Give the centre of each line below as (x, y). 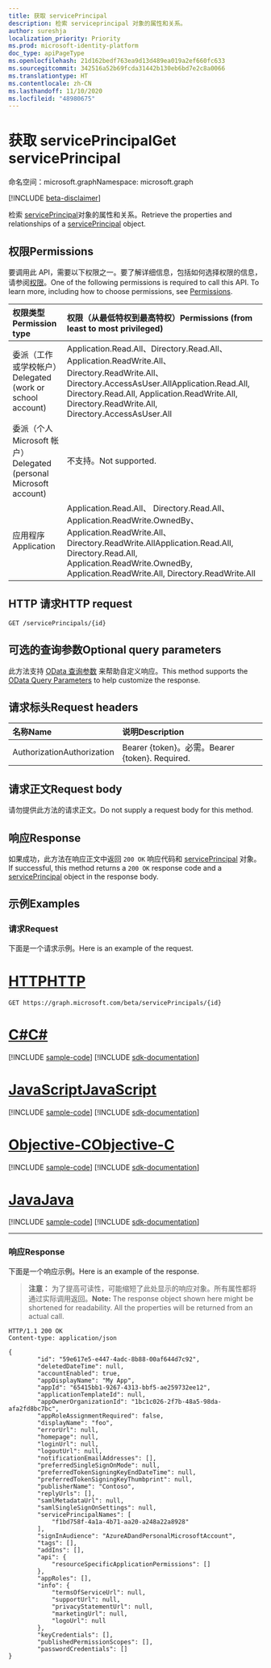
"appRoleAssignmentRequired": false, (100, 1416)
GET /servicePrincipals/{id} (57, 623)
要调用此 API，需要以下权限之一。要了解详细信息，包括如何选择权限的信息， (135, 272)
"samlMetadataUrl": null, (81, 1500)
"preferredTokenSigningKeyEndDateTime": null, (117, 1472)
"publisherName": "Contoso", (86, 1486)
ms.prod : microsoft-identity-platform (73, 46)
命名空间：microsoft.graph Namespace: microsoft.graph (101, 182)
